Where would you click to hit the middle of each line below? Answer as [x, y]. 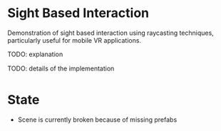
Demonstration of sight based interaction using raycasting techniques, [110, 33]
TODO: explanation [35, 54]
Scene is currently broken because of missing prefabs [97, 120]
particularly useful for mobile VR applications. [74, 40]
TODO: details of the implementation [61, 68]
